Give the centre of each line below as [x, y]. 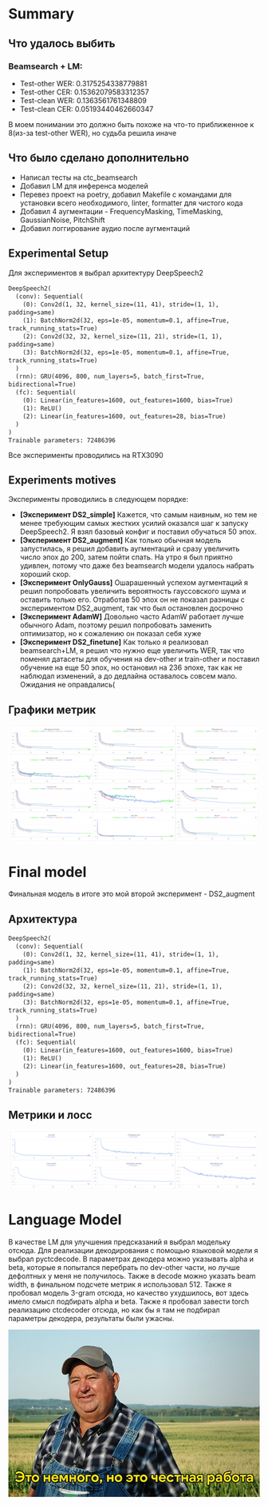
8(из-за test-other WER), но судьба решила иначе [93, 133]
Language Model [65, 1220]
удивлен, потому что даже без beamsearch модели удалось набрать [137, 566]
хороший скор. [45, 574]
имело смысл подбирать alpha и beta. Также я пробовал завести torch [129, 1301]
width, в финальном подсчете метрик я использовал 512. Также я [120, 1284]
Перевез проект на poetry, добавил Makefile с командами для [126, 194]
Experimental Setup [59, 254]
